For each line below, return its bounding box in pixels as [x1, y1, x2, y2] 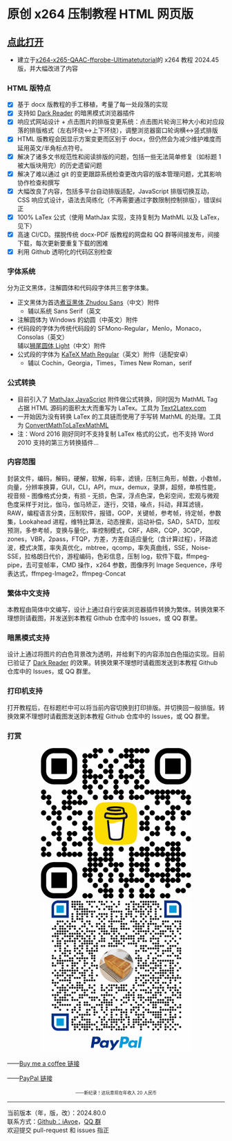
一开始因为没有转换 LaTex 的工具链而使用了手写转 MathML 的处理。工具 [17, 412, 222, 421]
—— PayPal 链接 [7, 1074, 53, 1082]
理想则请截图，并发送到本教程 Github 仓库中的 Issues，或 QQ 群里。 [7, 614, 202, 623]
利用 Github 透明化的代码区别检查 [17, 247, 113, 256]
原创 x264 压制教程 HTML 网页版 [7, 6, 194, 22]
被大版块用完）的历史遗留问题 [17, 161, 102, 170]
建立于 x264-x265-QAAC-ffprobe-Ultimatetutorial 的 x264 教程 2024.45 [17, 56, 220, 64]
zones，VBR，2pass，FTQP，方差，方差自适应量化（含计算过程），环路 [7, 534, 212, 543]
